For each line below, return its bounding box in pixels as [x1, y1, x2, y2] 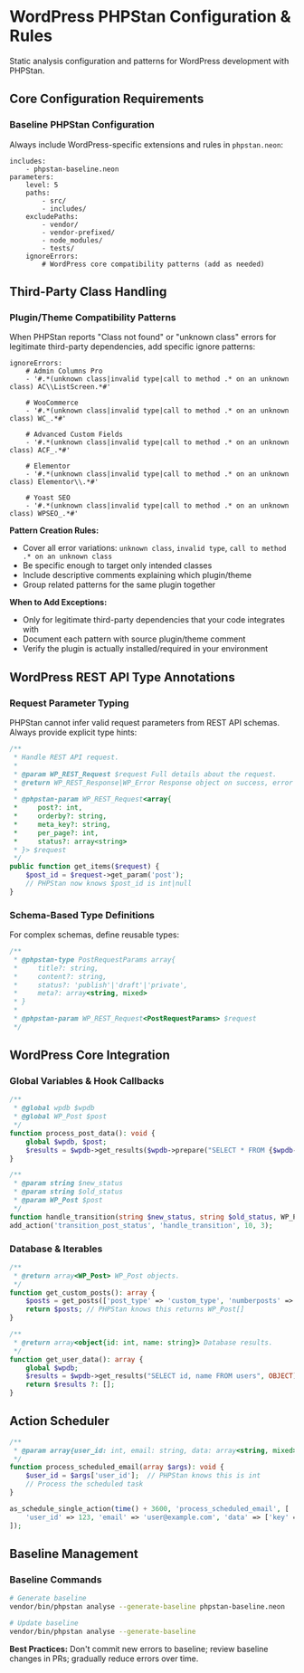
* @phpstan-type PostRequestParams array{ [13, 955, 176, 965]
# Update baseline [9, 1619, 79, 1628]
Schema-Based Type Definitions [9, 908, 156, 921]
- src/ [42, 196, 67, 205]
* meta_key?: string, [13, 820, 111, 829]
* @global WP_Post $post [13, 1112, 107, 1121]
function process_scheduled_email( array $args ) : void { [9, 1463, 224, 1472]
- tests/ [42, 243, 75, 252]
